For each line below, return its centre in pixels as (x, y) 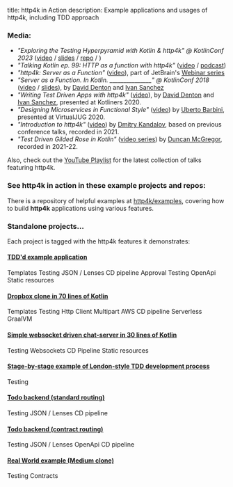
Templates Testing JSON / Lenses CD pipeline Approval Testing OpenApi (112, 273)
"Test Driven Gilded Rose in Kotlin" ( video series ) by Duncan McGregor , (120, 139)
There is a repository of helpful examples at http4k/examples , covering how (116, 200)
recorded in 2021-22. (47, 147)
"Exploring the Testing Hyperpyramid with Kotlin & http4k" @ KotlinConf (120, 51)
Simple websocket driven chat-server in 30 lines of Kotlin (92, 335)
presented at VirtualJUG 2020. (61, 117)
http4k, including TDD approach (53, 17)
